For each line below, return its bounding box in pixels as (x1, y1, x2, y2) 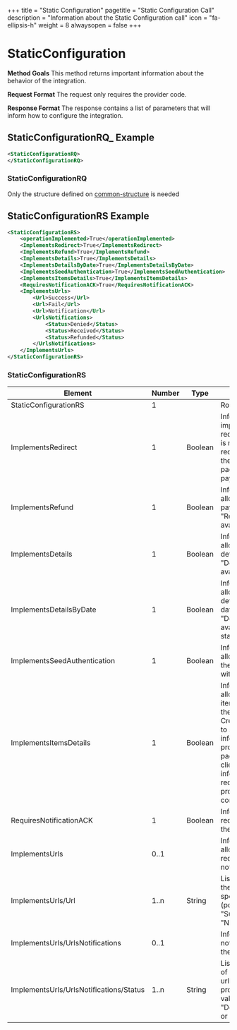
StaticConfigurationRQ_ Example (7, 132, 155, 144)
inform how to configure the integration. (7, 111, 123, 119)
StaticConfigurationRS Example (7, 210, 150, 222)
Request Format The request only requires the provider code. (7, 90, 187, 98)
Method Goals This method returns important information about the (7, 68, 205, 77)
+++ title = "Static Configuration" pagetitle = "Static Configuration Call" (7, 6, 215, 14)
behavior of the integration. (7, 76, 87, 85)
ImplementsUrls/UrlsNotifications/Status (11, 985, 145, 995)
